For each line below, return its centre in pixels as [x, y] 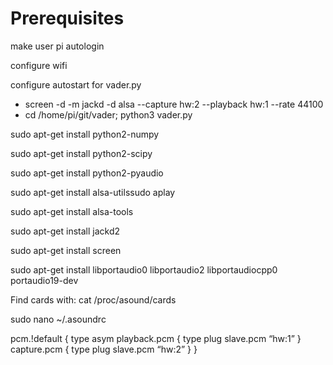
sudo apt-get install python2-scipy [81, 153]
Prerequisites [67, 18]
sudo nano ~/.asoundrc [58, 319]
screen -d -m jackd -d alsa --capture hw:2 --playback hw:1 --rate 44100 [174, 104]
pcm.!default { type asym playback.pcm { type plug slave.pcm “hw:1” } [156, 338]
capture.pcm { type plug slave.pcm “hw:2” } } [104, 349]
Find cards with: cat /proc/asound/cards [93, 299]
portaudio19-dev [44, 280]
